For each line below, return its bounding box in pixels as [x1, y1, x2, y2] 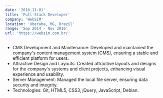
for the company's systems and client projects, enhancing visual [12, 66, 145, 72]
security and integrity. [12, 82, 58, 88]
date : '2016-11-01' [5, 7, 46, 13]
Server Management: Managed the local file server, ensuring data [12, 76, 148, 82]
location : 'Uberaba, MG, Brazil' [5, 21, 75, 27]
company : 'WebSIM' [5, 17, 43, 22]
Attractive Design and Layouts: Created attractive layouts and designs [12, 61, 156, 66]
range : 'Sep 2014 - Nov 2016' [5, 26, 68, 31]
